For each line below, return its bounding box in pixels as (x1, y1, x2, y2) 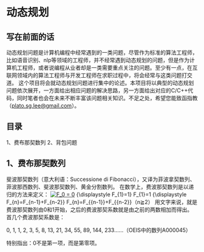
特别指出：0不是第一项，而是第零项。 (6, 239, 100, 247)
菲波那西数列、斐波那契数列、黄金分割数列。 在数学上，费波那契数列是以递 (6, 183, 194, 190)
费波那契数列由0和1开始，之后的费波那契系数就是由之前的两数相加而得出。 (6, 206, 193, 213)
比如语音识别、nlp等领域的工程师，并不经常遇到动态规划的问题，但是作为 (6, 56, 190, 64)
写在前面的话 (6, 32, 55, 42)
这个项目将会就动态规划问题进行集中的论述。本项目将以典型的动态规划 (18, 80, 194, 86)
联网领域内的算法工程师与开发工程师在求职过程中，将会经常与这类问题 (6, 72, 182, 79)
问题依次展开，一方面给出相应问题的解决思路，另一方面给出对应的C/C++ (6, 87, 188, 94)
